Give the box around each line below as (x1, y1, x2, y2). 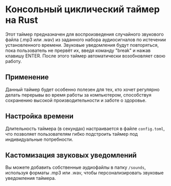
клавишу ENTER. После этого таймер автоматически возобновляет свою (5, 52, 166, 59)
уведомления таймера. (5, 175, 56, 181)
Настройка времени (5, 112, 74, 120)
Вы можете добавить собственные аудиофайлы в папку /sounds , (5, 164, 146, 171)
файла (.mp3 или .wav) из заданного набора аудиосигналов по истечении (5, 37, 166, 43)
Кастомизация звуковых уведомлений (5, 151, 137, 160)
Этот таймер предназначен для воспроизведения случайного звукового (5, 31, 164, 37)
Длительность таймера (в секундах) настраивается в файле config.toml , (5, 126, 165, 132)
